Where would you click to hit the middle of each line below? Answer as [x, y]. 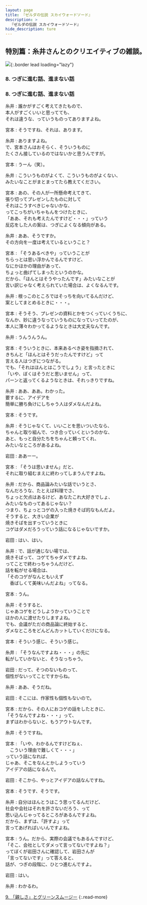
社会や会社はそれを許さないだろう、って [48, 808]
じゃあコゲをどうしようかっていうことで [48, 611]
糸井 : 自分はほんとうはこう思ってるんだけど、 [54, 802]
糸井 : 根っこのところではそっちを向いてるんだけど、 [61, 296]
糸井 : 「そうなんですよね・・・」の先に [48, 652]
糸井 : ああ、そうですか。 [32, 236]
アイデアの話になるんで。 [32, 769]
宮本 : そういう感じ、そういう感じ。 [43, 642]
